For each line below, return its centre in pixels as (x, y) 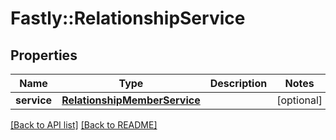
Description (238, 83)
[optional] (299, 100)
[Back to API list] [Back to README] (84, 125)
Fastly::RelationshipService (128, 18)
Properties (44, 55)
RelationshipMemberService (131, 100)
